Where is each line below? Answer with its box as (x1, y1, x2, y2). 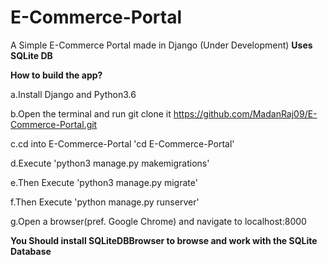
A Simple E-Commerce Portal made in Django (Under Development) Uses (10, 39, 313, 51)
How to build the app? (10, 69, 103, 81)
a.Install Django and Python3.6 (10, 88, 137, 100)
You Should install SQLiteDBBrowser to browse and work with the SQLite (10, 234, 318, 246)
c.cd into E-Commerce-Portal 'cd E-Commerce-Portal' (10, 137, 235, 150)
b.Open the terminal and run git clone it (10, 107, 172, 120)
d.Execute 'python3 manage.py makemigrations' (10, 157, 210, 169)
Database (10, 245, 52, 257)
